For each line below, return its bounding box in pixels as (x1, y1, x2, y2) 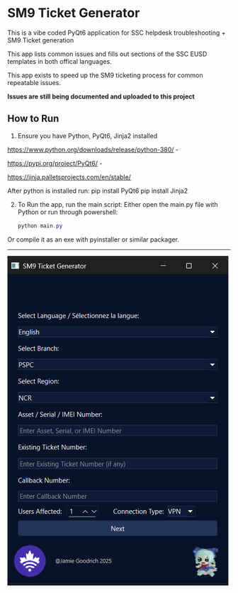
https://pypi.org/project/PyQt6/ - (7, 159, 103, 167)
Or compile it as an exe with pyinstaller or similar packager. (7, 235, 179, 244)
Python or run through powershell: (17, 208, 118, 216)
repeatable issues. (7, 78, 62, 86)
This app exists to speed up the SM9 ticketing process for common (7, 71, 203, 79)
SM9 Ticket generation (7, 35, 74, 44)
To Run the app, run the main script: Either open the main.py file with (17, 200, 218, 208)
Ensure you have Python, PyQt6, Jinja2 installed (17, 131, 158, 140)
